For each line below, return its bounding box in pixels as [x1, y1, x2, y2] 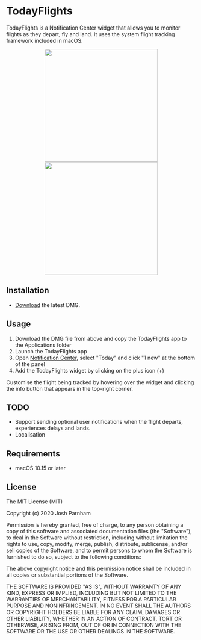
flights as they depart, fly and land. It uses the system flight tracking [6, 30, 175, 37]
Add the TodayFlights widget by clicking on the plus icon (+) [14, 367, 164, 374]
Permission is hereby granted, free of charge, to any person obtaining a [6, 521, 184, 528]
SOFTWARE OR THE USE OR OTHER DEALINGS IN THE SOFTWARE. [6, 628, 175, 635]
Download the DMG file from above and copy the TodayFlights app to [14, 335, 187, 342]
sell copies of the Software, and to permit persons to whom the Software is [6, 547, 193, 554]
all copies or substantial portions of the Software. [6, 571, 128, 579]
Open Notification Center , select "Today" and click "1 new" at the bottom [14, 354, 196, 361]
